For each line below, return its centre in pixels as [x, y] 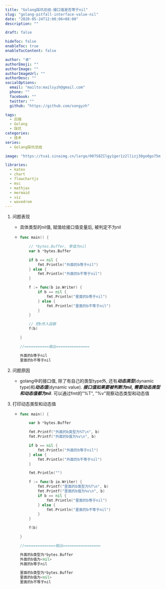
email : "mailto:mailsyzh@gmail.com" [47, 87]
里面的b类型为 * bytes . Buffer [46, 573]
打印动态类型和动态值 [34, 404]
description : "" [22, 24]
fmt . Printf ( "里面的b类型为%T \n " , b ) [73, 487]
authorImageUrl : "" [25, 73]
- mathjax [20, 188]
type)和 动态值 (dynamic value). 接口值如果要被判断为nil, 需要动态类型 [90, 387]
